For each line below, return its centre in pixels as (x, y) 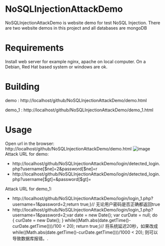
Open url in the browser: (30, 143)
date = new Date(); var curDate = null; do (116, 215)
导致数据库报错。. (30, 238)
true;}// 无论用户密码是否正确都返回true (120, 204)
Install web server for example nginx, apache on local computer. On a (76, 61)
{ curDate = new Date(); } (38, 220)
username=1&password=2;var (43, 215)
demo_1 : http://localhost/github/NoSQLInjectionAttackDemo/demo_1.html (79, 110)
